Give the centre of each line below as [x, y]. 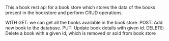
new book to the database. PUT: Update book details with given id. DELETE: [85, 28]
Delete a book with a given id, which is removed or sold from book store [81, 33]
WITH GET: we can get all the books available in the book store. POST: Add [84, 23]
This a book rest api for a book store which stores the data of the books [80, 7]
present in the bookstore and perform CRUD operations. [64, 13]
